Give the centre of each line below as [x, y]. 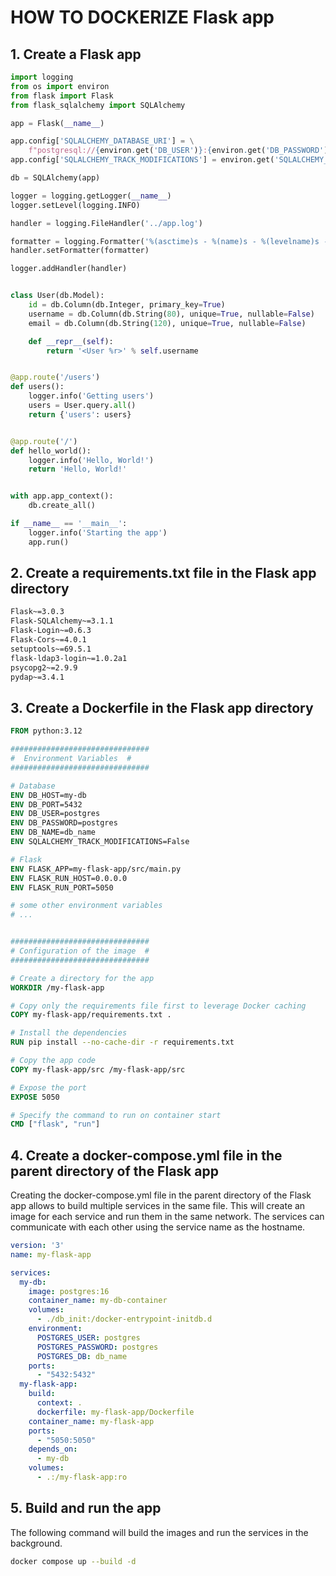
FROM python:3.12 [46, 731]
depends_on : [53, 1449]
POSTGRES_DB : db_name [82, 1356]
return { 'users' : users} [80, 414]
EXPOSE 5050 [35, 1097]
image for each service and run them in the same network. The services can [167, 1217]
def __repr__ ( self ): [71, 341]
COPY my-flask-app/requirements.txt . [91, 1015]
